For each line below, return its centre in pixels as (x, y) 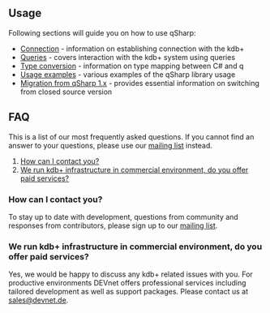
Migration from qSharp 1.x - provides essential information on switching (139, 83)
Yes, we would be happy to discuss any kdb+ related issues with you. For (131, 274)
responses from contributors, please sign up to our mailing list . (113, 225)
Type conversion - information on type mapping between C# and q (132, 66)
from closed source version (66, 92)
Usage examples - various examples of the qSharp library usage (128, 74)
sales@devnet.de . (39, 300)
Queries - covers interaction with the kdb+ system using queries (128, 57)
